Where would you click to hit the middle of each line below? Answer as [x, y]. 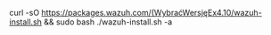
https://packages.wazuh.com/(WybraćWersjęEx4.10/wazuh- [152, 13]
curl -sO [25, 13]
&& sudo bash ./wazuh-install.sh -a [108, 22]
